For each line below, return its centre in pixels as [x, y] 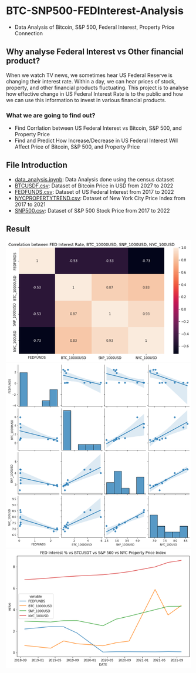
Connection [28, 33]
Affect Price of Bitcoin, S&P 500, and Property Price [77, 147]
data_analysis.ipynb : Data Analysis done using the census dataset [94, 179]
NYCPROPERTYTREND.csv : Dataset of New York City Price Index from [100, 198]
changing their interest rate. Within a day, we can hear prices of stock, [91, 81]
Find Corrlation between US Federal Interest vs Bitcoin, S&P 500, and [98, 128]
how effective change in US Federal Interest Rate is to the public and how [95, 94]
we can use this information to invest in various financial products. [86, 100]
